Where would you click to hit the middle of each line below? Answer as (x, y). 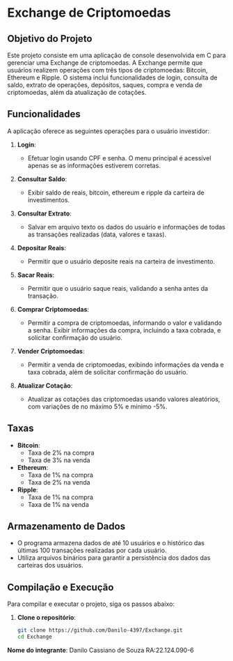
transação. (43, 296)
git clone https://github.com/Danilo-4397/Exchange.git (100, 630)
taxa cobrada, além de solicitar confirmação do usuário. (108, 372)
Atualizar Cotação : (45, 386)
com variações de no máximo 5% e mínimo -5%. (97, 407)
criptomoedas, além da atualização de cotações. (77, 92)
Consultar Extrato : (44, 213)
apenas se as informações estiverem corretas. (94, 165)
